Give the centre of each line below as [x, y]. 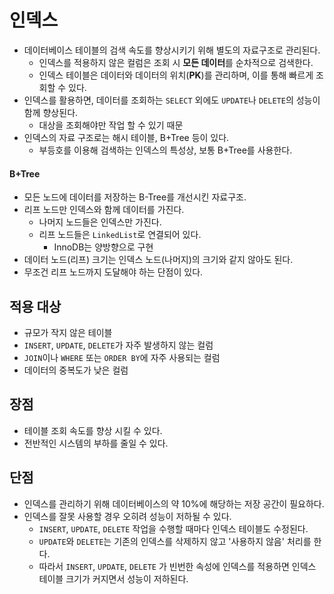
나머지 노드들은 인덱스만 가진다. [100, 222]
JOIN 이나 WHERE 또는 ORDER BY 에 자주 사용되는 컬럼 [122, 357]
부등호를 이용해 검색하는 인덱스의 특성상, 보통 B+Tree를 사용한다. [165, 150]
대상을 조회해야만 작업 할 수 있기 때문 [111, 125]
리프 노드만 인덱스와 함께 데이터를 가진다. [104, 210]
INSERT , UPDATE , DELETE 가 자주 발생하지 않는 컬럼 [118, 345]
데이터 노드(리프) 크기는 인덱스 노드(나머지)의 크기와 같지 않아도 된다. [158, 260]
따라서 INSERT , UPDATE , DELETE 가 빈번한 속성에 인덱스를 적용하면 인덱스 [177, 566]
